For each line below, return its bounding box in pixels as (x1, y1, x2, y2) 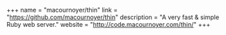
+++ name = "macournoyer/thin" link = (6, 6, 118, 14)
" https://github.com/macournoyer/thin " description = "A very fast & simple (6, 13, 220, 21)
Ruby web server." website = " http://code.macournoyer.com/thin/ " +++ (6, 21, 211, 28)
